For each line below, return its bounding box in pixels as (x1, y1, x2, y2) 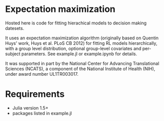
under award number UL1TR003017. (5, 71, 79, 77)
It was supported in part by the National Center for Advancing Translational (5, 60, 160, 66)
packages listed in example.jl (12, 110, 72, 116)
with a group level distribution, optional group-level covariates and (5, 45, 142, 51)
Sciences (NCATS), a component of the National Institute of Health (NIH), (5, 66, 156, 72)
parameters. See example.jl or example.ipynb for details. (21, 51, 137, 57)
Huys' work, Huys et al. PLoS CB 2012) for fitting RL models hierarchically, (5, 40, 158, 46)
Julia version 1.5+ (12, 105, 49, 111)
